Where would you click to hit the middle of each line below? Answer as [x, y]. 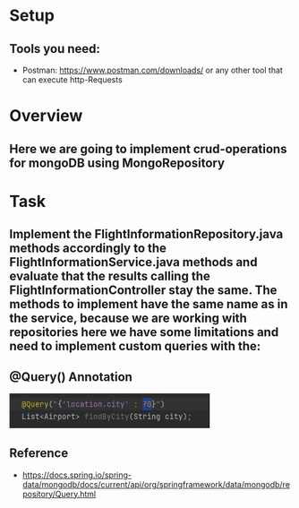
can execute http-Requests [72, 80]
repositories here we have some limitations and [144, 332]
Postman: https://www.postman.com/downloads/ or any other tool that [153, 70]
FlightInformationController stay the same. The [143, 291]
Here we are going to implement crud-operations [148, 149]
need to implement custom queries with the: [135, 346]
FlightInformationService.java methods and [133, 262]
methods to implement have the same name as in [149, 304]
